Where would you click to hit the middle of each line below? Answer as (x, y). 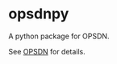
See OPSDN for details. (47, 51)
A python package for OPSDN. (59, 36)
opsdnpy (39, 14)
